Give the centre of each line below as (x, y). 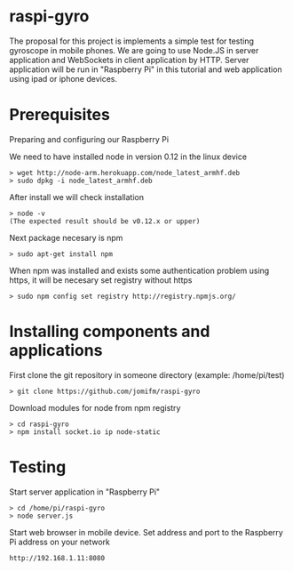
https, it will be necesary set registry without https (101, 280)
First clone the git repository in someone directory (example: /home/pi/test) (147, 374)
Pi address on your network (60, 542)
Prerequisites (60, 115)
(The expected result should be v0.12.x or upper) (105, 221)
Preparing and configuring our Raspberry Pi (89, 139)
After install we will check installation (77, 197)
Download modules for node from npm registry (95, 407)
